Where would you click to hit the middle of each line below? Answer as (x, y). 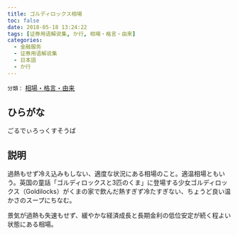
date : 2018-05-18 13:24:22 (47, 27)
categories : (25, 40)
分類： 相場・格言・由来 (41, 88)
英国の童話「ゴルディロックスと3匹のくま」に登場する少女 (105, 182)
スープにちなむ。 (51, 200)
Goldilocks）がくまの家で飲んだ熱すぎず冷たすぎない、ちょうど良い (125, 192)
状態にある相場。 (32, 224)
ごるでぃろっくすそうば (42, 131)
